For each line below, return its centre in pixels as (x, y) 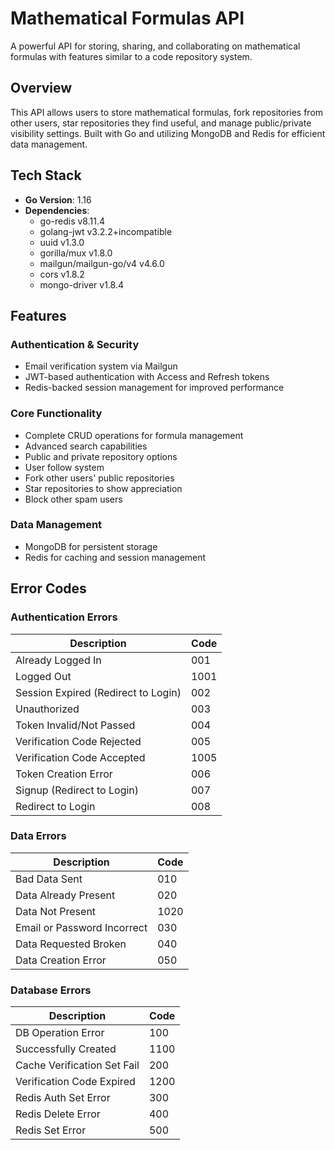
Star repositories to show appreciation (103, 488)
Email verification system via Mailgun (101, 366)
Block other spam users (73, 499)
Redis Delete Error (58, 1114)
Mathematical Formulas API (127, 18)
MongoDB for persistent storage (91, 546)
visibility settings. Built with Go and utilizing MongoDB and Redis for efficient (168, 133)
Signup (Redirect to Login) (77, 790)
